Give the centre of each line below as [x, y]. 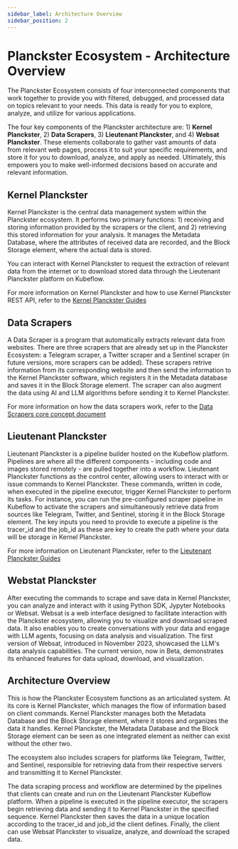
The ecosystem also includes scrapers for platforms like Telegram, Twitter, [117, 757]
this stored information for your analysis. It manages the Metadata [104, 235]
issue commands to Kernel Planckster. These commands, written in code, [115, 484]
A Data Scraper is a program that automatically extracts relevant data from [116, 340]
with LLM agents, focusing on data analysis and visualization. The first [110, 635]
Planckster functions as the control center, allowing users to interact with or [118, 476]
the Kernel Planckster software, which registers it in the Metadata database [118, 377]
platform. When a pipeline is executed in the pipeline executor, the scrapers [118, 801]
